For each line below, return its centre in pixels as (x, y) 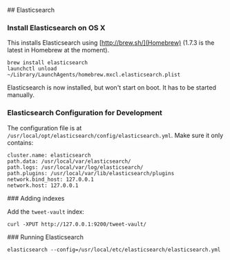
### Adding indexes (36, 198)
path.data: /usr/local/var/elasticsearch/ (69, 161)
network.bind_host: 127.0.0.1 (51, 179)
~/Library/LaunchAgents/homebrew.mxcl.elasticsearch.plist (94, 75)
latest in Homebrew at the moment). (58, 50)
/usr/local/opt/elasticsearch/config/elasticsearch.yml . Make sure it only (115, 135)
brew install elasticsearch (48, 63)
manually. (21, 95)
